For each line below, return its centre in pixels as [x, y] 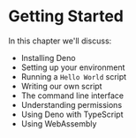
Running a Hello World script [74, 76]
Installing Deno [48, 57]
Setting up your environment [73, 67]
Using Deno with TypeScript [72, 114]
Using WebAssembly [59, 123]
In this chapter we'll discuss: [60, 41]
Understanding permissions [72, 104]
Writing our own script [61, 86]
